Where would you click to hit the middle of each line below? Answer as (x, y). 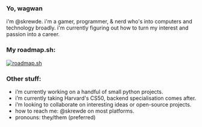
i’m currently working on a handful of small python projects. (89, 91)
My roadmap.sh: (31, 50)
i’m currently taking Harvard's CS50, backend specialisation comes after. (106, 98)
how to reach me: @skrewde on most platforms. (74, 111)
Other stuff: (24, 78)
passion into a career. (33, 34)
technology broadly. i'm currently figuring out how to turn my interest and (97, 28)
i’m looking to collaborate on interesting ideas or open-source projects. (103, 104)
